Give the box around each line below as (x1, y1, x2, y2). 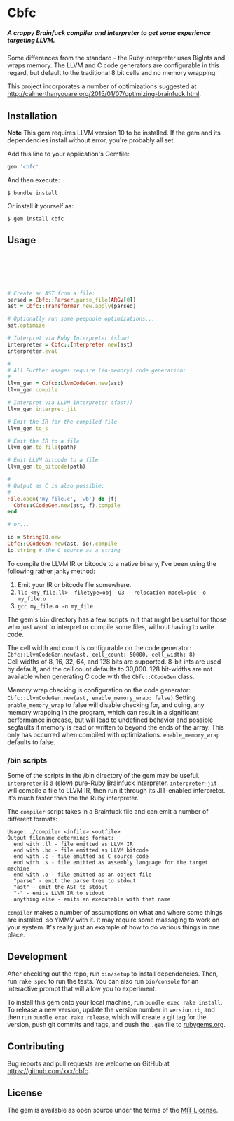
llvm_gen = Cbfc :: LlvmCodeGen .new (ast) (7, 380, 124, 387)
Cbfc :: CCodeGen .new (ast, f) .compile (13, 502, 121, 509)
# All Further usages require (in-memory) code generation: (7, 367, 187, 374)
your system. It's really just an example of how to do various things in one (7, 923, 220, 932)
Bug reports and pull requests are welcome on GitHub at (7, 1059, 170, 1068)
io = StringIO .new (7, 534, 61, 541)
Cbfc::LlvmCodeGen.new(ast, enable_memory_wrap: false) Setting (7, 693, 196, 702)
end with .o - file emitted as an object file (13, 871, 152, 878)
